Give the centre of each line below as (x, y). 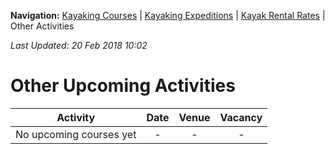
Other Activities (42, 26)
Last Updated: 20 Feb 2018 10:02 (79, 45)
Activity (76, 117)
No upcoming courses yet (76, 134)
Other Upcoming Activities (123, 86)
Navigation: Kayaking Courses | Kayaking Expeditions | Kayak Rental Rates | (168, 15)
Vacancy (241, 117)
